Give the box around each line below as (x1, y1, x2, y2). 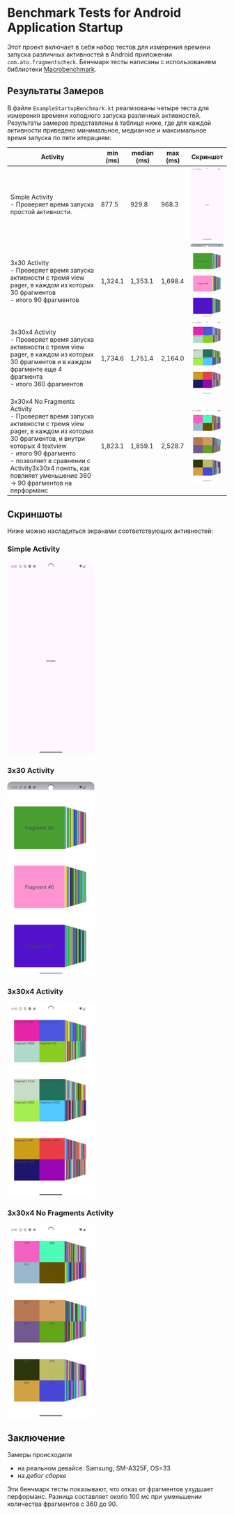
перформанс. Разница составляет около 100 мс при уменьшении (7, 1493, 202, 1501)
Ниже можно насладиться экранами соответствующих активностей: (7, 527, 214, 535)
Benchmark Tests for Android (7, 5, 182, 21)
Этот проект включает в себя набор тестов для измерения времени (7, 43, 211, 51)
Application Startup (7, 20, 123, 36)
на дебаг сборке (17, 1472, 67, 1480)
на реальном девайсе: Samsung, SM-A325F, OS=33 (17, 1464, 171, 1472)
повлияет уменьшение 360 (10, 471, 92, 479)
